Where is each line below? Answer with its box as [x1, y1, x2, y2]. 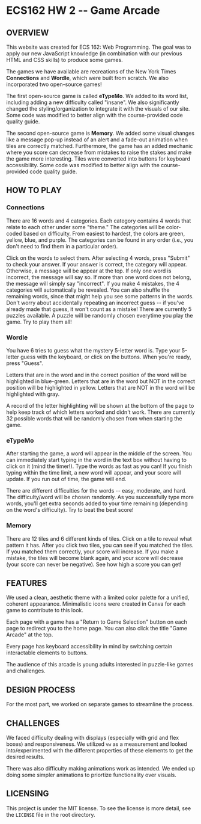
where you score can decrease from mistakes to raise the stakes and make [6, 149, 192, 156]
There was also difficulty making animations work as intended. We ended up [6, 765, 195, 772]
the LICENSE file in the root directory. [6, 811, 95, 818]
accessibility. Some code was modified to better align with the [6, 162, 160, 168]
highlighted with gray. [6, 390, 60, 398]
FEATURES [6, 578, 47, 588]
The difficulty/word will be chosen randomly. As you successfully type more [6, 494, 194, 501]
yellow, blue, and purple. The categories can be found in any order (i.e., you [6, 236, 194, 244]
